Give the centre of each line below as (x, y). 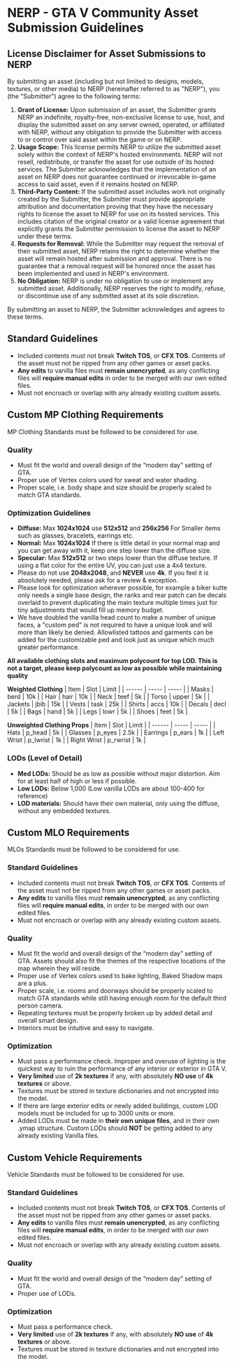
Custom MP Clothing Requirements (86, 415)
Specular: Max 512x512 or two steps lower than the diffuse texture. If (117, 558)
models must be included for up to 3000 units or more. (96, 1113)
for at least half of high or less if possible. (77, 781)
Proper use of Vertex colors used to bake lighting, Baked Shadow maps (120, 975)
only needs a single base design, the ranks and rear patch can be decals (122, 595)
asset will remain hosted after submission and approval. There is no (114, 258)
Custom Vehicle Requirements (75, 1158)
